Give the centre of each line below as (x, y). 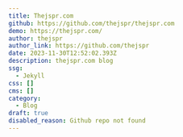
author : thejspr (35, 38)
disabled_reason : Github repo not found (77, 121)
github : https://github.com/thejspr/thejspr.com (91, 23)
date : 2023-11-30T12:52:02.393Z (62, 53)
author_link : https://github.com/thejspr (79, 46)
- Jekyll (30, 76)
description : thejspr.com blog (61, 61)
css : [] (21, 83)
